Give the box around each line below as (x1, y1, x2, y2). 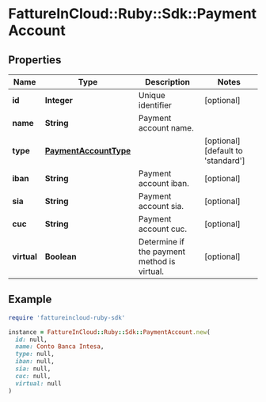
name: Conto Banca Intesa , (15, 343, 104, 351)
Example (8, 293, 52, 306)
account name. (138, 123, 194, 133)
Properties (8, 53, 62, 66)
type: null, (15, 350, 55, 358)
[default (204, 146, 234, 156)
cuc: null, (15, 372, 51, 380)
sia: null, (15, 365, 51, 373)
